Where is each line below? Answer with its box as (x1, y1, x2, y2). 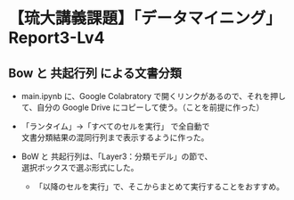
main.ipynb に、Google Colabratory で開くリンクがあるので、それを (20, 91, 271, 101)
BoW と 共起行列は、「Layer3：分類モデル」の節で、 (20, 151, 213, 162)
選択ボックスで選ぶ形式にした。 (20, 162, 139, 172)
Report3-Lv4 (8, 28, 105, 48)
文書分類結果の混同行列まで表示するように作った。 (20, 132, 209, 143)
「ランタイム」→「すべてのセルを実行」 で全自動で (20, 121, 210, 131)
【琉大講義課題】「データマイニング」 (8, 8, 282, 29)
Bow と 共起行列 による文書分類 (8, 65, 182, 80)
